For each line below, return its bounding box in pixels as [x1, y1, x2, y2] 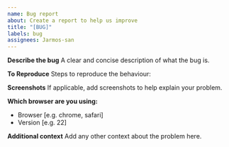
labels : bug [7, 30, 43, 37]
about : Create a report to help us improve [7, 17, 138, 24]
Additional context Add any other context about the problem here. [7, 132, 202, 141]
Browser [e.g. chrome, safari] [17, 111, 104, 119]
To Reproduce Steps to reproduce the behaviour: [7, 70, 151, 78]
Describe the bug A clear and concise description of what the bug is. [7, 56, 210, 64]
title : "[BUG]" [7, 23, 52, 30]
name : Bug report [7, 10, 59, 18]
